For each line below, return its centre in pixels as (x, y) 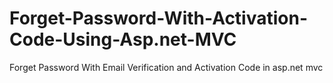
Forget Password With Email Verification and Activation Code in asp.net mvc (166, 67)
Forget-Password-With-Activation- (159, 18)
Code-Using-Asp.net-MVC (123, 39)
